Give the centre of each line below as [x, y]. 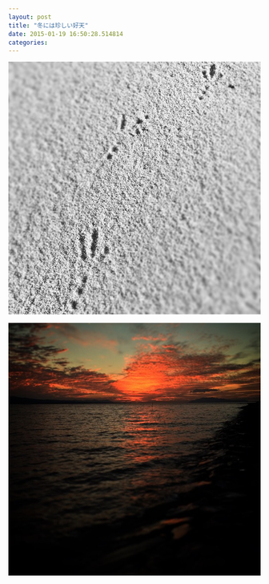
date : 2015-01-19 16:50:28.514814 [66, 34]
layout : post [30, 17]
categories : [28, 43]
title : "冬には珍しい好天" [48, 25]
